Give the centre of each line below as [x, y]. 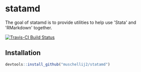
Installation [23, 53]
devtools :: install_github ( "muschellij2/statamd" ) [58, 64]
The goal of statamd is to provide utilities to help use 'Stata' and [70, 22]
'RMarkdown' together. [29, 27]
